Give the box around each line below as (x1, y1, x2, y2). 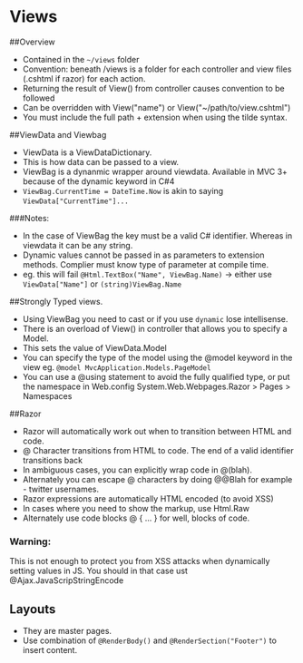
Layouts (9, 601, 56, 617)
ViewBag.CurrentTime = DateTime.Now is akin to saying (22, 185, 224, 196)
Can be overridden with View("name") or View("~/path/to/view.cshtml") (22, 102, 291, 112)
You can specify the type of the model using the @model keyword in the (22, 352, 293, 363)
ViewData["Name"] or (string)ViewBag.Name (22, 278, 182, 289)
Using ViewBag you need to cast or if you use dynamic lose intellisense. (22, 313, 288, 324)
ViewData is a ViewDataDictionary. (22, 147, 152, 158)
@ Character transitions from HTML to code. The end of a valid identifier (22, 444, 294, 455)
